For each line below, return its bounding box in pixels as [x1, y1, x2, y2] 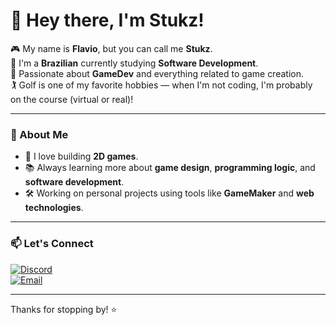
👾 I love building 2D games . [24, 150, 139, 163]
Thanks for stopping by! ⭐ [10, 303, 118, 315]
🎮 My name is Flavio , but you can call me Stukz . [10, 42, 213, 54]
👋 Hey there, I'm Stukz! [10, 9, 205, 32]
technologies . [24, 202, 84, 214]
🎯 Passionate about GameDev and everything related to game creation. [10, 67, 304, 79]
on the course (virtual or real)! [10, 93, 134, 105]
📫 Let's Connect [10, 237, 94, 251]
